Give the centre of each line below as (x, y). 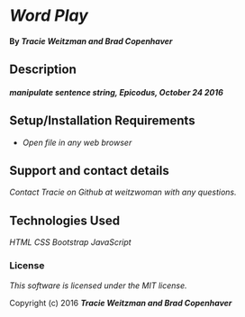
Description (43, 70)
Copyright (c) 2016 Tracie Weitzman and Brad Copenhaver (121, 303)
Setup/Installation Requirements (102, 121)
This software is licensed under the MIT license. (98, 285)
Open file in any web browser (77, 142)
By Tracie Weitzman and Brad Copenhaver (91, 41)
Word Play (49, 16)
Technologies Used (64, 220)
